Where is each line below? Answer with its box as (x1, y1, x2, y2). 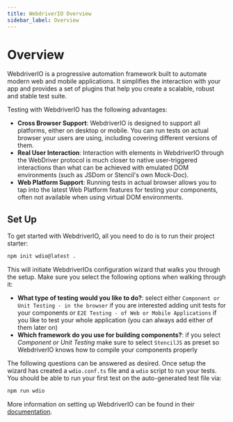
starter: (7, 239, 29, 248)
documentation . (7, 407, 53, 416)
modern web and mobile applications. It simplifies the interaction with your (7, 77, 221, 86)
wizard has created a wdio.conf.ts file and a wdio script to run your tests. (7, 367, 217, 375)
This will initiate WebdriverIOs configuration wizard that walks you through (7, 266, 220, 274)
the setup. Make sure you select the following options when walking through (7, 273, 226, 281)
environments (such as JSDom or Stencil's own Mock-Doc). (17, 171, 189, 179)
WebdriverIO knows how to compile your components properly (17, 346, 198, 354)
